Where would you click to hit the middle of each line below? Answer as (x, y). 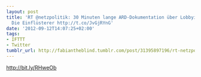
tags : (13, 34)
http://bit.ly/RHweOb (31, 67)
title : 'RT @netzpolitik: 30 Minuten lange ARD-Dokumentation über (92, 17)
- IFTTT (16, 39)
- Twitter (19, 45)
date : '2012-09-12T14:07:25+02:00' (51, 28)
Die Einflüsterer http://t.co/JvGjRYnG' (63, 23)
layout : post (22, 12)
